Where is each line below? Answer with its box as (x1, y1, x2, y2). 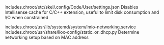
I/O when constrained (4, 15, 49, 20)
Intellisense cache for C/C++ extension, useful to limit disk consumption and (4, 9, 159, 15)
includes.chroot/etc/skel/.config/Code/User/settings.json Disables (4, 4, 138, 10)
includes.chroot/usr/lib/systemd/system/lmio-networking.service (4, 24, 136, 30)
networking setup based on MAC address (4, 34, 89, 40)
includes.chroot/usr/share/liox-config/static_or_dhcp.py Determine (4, 29, 139, 35)
